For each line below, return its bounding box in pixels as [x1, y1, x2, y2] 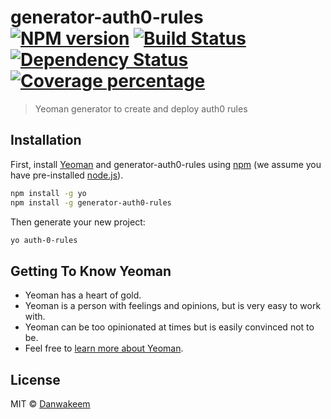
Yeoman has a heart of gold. [24, 289, 142, 301]
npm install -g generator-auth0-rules [10, 197, 172, 208]
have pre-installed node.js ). [10, 169, 124, 181]
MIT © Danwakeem [10, 398, 91, 410]
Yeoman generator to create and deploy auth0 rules [34, 102, 248, 115]
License [10, 371, 61, 388]
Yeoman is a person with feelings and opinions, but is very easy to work [24, 300, 322, 312]
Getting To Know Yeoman [10, 262, 172, 280]
